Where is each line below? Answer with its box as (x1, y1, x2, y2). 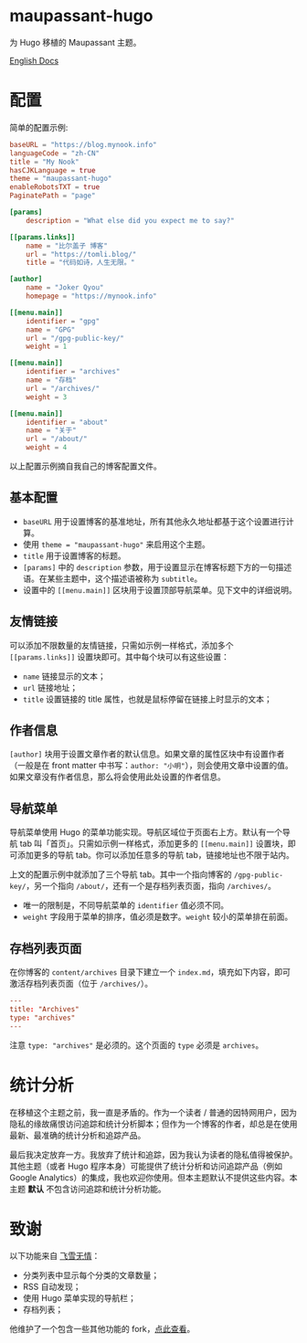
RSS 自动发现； (22, 1281, 81, 1293)
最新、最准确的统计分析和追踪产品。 (9, 1129, 146, 1140)
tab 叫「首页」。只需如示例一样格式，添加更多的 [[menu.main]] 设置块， (19, 838, 288, 850)
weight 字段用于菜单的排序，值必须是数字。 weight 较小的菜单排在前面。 (22, 911, 293, 923)
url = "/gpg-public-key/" (26, 333, 125, 343)
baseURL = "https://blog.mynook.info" (9, 140, 157, 149)
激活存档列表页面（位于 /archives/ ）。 (9, 978, 153, 989)
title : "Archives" (9, 1004, 79, 1014)
